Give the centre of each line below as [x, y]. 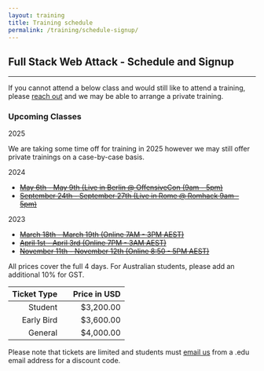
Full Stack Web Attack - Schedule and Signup [121, 62]
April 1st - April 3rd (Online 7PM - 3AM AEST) [93, 243]
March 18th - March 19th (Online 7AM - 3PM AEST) [102, 235]
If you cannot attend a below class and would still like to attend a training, [127, 88]
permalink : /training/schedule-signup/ [73, 30]
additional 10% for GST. [46, 275]
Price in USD [97, 294]
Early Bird [39, 320]
